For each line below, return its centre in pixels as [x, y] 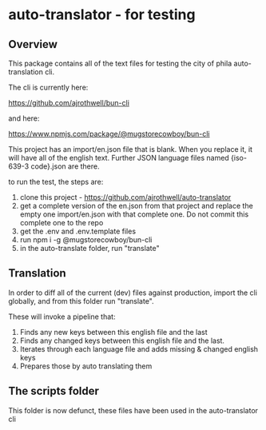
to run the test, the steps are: [56, 182]
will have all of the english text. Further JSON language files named [119, 158]
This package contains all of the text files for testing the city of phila [120, 63]
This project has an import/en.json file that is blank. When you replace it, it [131, 149]
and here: [24, 118]
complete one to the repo [62, 223]
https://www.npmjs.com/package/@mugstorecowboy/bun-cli [109, 134]
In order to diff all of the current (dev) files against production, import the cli [133, 293]
